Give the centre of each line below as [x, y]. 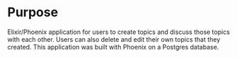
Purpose [33, 12]
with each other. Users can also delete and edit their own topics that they [114, 39]
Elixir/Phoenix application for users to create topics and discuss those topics [118, 32]
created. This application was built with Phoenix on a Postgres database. [113, 47]
